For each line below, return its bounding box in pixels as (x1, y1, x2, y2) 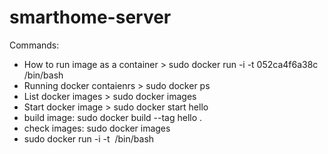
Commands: (9, 39, 60, 51)
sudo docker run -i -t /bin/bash (23, 132, 155, 145)
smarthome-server (9, 6, 172, 29)
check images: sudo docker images (23, 122, 171, 134)
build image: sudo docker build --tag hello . (23, 111, 203, 123)
